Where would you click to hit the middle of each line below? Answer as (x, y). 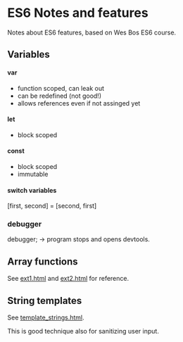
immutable (33, 174)
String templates (45, 300)
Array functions (43, 261)
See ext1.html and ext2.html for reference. (68, 279)
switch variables (32, 190)
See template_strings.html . (46, 317)
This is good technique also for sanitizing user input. (83, 331)
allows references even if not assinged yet (79, 103)
